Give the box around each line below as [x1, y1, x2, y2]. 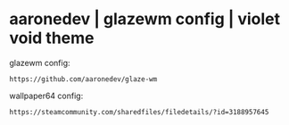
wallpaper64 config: [9, 90, 84, 101]
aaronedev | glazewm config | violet [9, 9, 281, 29]
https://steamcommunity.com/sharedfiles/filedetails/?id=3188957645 [9, 107, 269, 116]
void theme [9, 28, 95, 48]
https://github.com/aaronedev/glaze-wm [9, 74, 158, 84]
